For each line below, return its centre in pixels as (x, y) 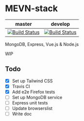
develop (60, 24)
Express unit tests (30, 103)
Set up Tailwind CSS (32, 81)
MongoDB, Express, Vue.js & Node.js (42, 44)
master (24, 24)
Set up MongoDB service (37, 97)
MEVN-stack (32, 9)
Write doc (22, 114)
